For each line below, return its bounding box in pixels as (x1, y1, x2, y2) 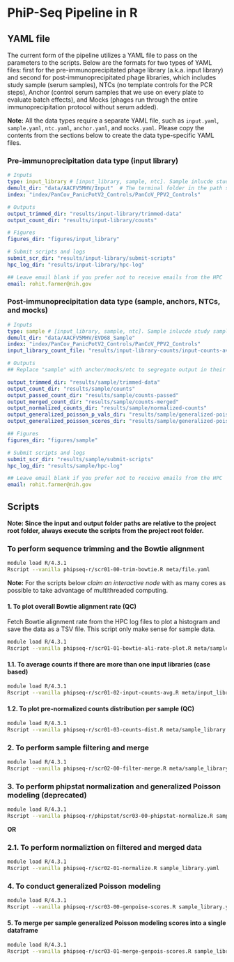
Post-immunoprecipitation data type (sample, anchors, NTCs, (7, 297, 221, 307)
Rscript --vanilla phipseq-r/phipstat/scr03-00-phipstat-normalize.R (7, 813, 214, 820)
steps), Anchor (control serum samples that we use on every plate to (7, 88, 204, 96)
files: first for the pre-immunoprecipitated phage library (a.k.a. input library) (7, 66, 224, 74)
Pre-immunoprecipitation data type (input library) (7, 155, 179, 165)
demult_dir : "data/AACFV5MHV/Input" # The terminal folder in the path (7, 185, 223, 192)
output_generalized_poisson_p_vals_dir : (7, 411, 127, 419)
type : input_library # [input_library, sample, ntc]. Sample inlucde (7, 178, 214, 185)
